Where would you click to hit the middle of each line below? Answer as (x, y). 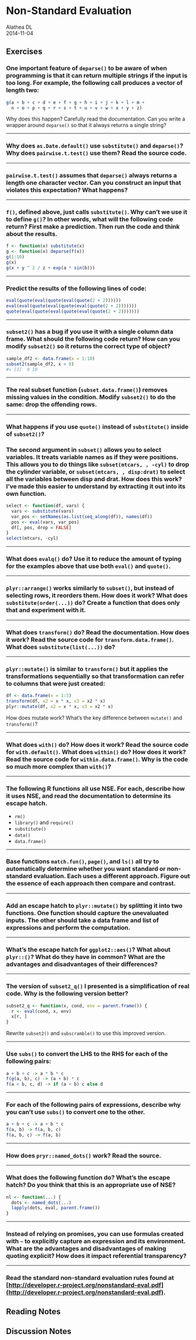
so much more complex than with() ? (59, 766)
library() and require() (44, 822)
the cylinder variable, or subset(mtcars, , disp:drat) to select (96, 471)
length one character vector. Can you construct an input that (94, 183)
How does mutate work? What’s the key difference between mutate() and (94, 718)
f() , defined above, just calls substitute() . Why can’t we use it (97, 212)
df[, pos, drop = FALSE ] (41, 527)
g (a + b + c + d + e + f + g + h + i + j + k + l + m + (75, 102)
